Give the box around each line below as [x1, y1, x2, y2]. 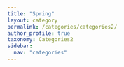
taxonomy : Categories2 [7, 36, 74, 43]
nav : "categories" [13, 50, 68, 57]
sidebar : [7, 43, 33, 50]
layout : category [7, 17, 58, 24]
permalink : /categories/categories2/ [7, 23, 118, 30]
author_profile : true [7, 29, 71, 37]
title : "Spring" [7, 10, 55, 17]
